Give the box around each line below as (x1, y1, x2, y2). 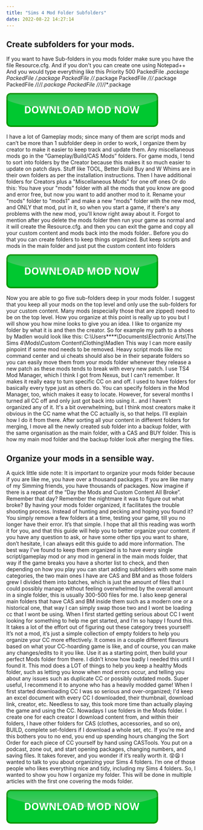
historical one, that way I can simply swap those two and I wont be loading (6, 605, 192, 612)
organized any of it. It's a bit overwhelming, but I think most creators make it (6, 404, 196, 411)
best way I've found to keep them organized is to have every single (6, 546, 173, 554)
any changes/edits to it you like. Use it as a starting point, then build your (6, 649, 188, 657)
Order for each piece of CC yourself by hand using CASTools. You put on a (6, 739, 192, 747)
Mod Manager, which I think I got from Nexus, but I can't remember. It (6, 372, 179, 379)
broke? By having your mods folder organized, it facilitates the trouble (6, 502, 180, 509)
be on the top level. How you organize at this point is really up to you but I (6, 314, 189, 321)
